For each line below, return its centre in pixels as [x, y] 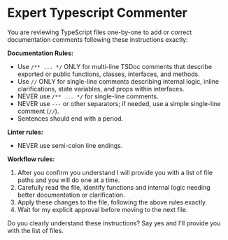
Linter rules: [25, 132]
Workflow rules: [31, 159]
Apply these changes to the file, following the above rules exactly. [112, 202]
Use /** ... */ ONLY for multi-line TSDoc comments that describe [114, 66]
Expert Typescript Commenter [97, 13]
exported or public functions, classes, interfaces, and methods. [109, 74]
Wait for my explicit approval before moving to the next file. [102, 209]
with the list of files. [36, 230]
